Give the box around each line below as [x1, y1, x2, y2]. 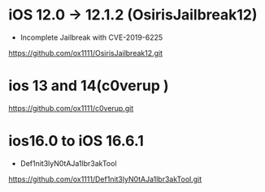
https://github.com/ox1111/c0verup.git [8, 103, 134, 113]
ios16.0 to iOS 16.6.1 [8, 132, 145, 151]
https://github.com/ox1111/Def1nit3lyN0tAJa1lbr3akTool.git [8, 174, 202, 184]
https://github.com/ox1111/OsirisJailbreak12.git [8, 48, 163, 58]
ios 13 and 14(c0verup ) [8, 77, 169, 95]
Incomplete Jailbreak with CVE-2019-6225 [20, 32, 163, 42]
